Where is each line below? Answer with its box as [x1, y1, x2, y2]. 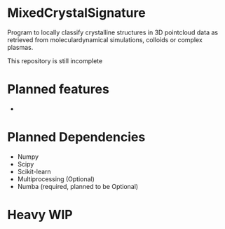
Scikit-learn [17, 167, 51, 176]
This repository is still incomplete [7, 56, 103, 65]
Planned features [7, 81, 110, 98]
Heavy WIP [7, 207, 73, 223]
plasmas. [7, 43, 34, 51]
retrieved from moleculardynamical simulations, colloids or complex [7, 35, 203, 44]
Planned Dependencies [7, 129, 146, 145]
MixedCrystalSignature [7, 5, 146, 21]
